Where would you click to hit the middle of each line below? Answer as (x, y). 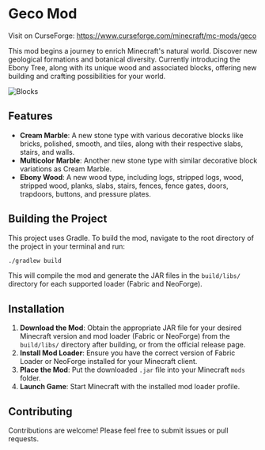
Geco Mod (43, 14)
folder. (30, 378)
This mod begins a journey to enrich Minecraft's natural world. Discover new (133, 51)
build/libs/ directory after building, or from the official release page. (132, 345)
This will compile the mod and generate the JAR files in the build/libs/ (125, 276)
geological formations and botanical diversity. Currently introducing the (124, 59)
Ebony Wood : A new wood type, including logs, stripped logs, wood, (131, 177)
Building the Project (58, 219)
